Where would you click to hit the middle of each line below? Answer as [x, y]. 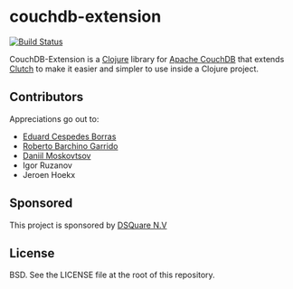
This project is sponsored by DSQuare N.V [88, 225]
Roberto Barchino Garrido [70, 145]
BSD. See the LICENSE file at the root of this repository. [112, 275]
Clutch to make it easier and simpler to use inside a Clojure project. [134, 69]
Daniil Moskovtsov [57, 155]
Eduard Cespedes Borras [69, 136]
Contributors [47, 97]
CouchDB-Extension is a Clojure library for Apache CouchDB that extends [147, 59]
